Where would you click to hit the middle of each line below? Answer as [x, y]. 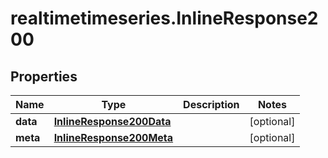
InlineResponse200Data [112, 121]
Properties [44, 76]
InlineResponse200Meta [113, 137]
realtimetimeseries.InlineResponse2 [164, 18]
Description [211, 104]
